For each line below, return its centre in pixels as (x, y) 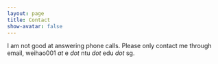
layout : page (26, 13)
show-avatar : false (35, 26)
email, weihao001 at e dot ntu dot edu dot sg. (71, 53)
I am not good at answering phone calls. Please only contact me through (109, 46)
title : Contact (29, 20)
